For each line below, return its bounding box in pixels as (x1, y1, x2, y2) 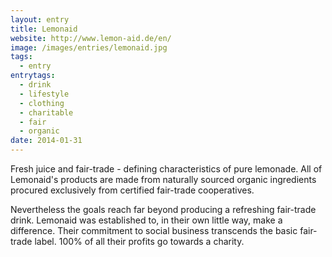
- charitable (19, 107, 74, 118)
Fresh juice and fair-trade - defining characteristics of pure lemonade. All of (10, 163, 323, 175)
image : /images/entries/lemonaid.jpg (10, 42, 168, 53)
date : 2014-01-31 (10, 136, 83, 146)
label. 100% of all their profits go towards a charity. (34, 236, 245, 247)
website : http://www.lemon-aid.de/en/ (10, 33, 172, 43)
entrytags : (10, 71, 56, 81)
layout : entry (10, 14, 70, 25)
